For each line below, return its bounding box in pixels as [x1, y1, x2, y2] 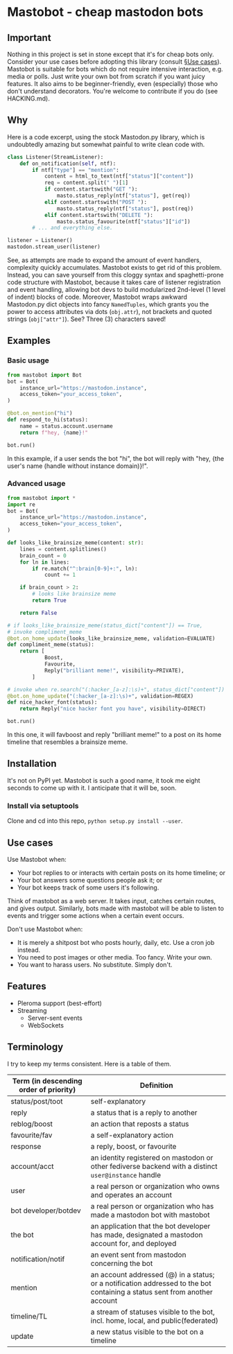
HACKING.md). [7, 94, 50, 103]
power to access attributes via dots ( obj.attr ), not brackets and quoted [7, 308, 212, 316]
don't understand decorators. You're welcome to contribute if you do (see [7, 87, 218, 95]
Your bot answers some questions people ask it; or [17, 876, 163, 884]
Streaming [17, 1006, 47, 1014]
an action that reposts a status [90, 1119, 189, 1129]
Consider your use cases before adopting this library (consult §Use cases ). [7, 58, 222, 66]
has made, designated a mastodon [90, 1230, 203, 1240]
